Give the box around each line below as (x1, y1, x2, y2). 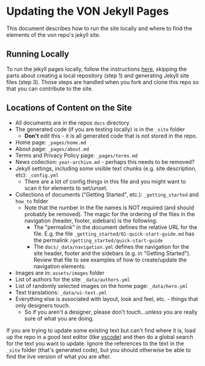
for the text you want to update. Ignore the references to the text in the (6, 340, 185, 347)
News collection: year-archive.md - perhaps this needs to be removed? (15, 158, 195, 165)
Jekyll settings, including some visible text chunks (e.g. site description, (15, 165, 197, 172)
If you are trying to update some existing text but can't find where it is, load (6, 327, 196, 334)
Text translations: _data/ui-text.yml (15, 289, 107, 296)
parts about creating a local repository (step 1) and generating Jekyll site (6, 72, 190, 79)
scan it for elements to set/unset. (24, 184, 108, 192)
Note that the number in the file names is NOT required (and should (24, 204, 195, 211)
